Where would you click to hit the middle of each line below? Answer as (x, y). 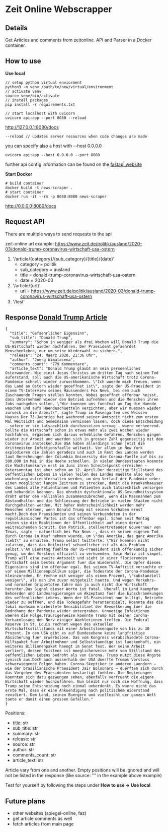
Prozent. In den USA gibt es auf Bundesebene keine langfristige (75, 633)
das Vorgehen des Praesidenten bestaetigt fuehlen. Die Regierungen (78, 673)
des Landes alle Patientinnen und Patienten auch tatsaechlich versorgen (84, 488)
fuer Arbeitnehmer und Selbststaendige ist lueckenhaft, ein (95, 642)
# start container (24, 192)
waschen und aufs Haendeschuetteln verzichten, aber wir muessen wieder (83, 408)
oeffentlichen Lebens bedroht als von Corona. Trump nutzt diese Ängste (83, 655)
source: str (24, 744)
